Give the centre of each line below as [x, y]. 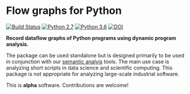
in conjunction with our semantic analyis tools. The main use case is [88, 62]
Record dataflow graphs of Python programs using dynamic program [91, 38]
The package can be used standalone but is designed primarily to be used [95, 55]
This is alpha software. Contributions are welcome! [67, 85]
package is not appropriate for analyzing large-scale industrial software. [93, 74]
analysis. [17, 44]
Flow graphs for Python [64, 11]
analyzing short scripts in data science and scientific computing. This [89, 67]
